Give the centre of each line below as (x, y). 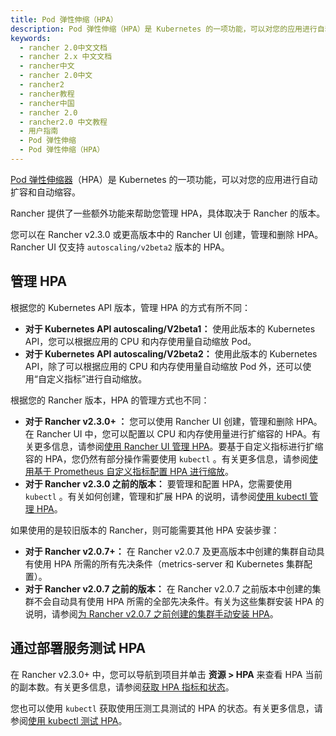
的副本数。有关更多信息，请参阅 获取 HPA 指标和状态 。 (122, 687)
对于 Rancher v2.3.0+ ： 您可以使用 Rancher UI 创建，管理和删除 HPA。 (173, 421)
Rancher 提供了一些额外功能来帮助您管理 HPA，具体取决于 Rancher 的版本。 (168, 213)
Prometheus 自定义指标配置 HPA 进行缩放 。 (144, 471)
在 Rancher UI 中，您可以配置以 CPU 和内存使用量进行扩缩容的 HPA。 (168, 433)
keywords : (31, 38)
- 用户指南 (39, 131)
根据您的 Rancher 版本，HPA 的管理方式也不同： (110, 400)
